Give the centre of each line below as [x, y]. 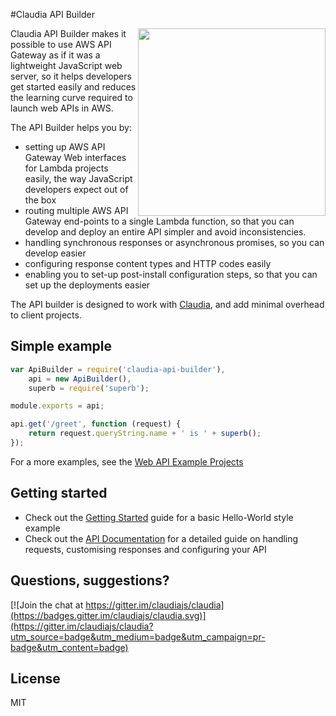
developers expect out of [76, 189]
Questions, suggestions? [90, 580]
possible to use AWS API [61, 44]
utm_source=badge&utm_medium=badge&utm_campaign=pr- [138, 636]
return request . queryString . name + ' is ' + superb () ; [145, 434]
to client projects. [46, 315]
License [35, 678]
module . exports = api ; [57, 406]
